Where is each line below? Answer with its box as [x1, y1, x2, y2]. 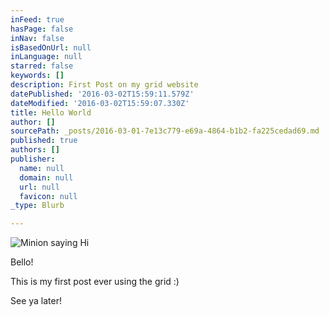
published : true [10, 136, 78, 146]
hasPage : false [10, 24, 74, 34]
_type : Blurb [10, 201, 65, 211]
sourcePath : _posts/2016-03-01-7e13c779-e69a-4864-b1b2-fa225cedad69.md [10, 126, 320, 136]
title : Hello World [10, 107, 92, 118]
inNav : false [10, 33, 65, 43]
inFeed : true [10, 14, 65, 25]
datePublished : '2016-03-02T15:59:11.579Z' [10, 89, 195, 99]
